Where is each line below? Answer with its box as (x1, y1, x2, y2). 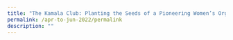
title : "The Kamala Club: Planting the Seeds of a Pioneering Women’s (7, 9, 216, 17)
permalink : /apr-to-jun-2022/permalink (7, 16, 123, 23)
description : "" (7, 22, 54, 29)
